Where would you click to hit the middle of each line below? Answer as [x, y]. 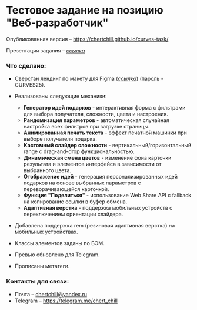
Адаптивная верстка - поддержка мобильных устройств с [98, 208]
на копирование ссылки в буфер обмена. [75, 202]
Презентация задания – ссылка [46, 50]
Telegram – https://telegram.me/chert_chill [66, 301]
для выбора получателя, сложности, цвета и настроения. [96, 114]
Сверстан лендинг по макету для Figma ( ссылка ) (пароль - [89, 79]
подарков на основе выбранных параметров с [82, 183]
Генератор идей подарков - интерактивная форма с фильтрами [104, 108]
